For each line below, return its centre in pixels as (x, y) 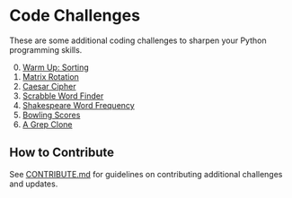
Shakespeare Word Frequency (78, 105)
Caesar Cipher (49, 86)
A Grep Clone (47, 124)
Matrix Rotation (50, 76)
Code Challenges (75, 16)
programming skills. (46, 49)
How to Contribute (62, 153)
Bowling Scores (51, 115)
